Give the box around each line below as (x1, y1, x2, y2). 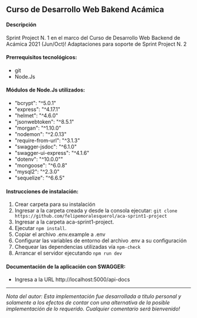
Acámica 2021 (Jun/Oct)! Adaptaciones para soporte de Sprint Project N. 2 (6, 40, 187, 48)
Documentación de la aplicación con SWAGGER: (6, 263, 126, 270)
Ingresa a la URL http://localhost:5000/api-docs (14, 276, 130, 283)
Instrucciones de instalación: (6, 188, 79, 195)
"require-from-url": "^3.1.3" (14, 137, 80, 144)
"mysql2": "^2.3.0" (14, 168, 60, 175)
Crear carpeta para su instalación (14, 201, 96, 208)
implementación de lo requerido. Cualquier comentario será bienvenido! (6, 305, 181, 313)
